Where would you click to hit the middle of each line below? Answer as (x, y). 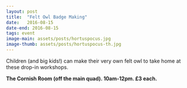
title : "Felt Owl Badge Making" (47, 17)
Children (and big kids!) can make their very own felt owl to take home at (93, 61)
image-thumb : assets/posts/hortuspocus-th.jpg (64, 45)
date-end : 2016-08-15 (32, 28)
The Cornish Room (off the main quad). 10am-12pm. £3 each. (82, 78)
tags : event (20, 33)
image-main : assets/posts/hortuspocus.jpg (58, 39)
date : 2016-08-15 (30, 22)
